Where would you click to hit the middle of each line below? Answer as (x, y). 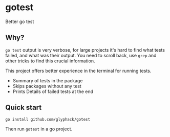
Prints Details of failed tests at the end (53, 92)
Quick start (24, 108)
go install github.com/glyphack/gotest (48, 119)
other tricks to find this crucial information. (50, 61)
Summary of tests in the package (48, 80)
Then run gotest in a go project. (39, 129)
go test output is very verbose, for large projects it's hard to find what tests (85, 50)
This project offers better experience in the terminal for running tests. (78, 71)
